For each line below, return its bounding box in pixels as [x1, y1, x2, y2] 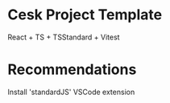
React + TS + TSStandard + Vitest [7, 32, 120, 42]
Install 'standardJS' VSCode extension [7, 87, 135, 97]
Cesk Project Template [7, 6, 163, 24]
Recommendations [7, 60, 137, 79]
